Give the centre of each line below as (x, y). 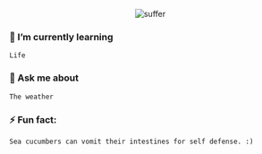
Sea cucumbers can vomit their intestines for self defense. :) (131, 141)
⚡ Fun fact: (33, 119)
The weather (31, 97)
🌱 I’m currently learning (61, 37)
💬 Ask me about (44, 78)
